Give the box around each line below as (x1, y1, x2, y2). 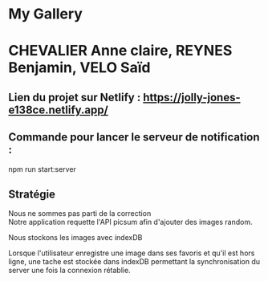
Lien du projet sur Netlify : (8, 90, 141, 104)
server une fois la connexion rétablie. (8, 266, 131, 275)
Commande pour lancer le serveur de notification (8, 130, 260, 145)
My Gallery (8, 5, 83, 23)
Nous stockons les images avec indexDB (8, 233, 143, 242)
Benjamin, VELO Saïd (8, 59, 151, 77)
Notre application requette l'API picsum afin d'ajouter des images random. (8, 218, 253, 227)
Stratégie (8, 187, 56, 201)
